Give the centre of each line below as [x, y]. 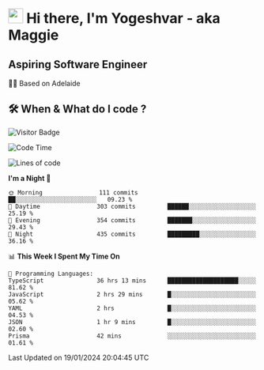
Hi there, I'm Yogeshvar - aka [124, 19]
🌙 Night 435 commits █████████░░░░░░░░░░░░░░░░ [132, 234]
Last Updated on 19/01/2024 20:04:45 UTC [79, 357]
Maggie [34, 35]
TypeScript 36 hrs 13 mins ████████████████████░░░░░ [132, 281]
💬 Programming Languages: [51, 274]
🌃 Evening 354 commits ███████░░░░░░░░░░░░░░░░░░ [132, 220]
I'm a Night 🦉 [30, 178]
